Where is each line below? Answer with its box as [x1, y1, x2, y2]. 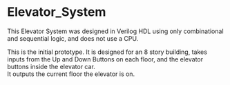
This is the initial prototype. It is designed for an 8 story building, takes [7, 48, 207, 56]
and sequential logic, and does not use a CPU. [7, 34, 139, 42]
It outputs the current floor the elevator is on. [7, 70, 135, 78]
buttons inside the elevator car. [7, 62, 95, 70]
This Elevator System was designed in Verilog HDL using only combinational [7, 27, 224, 35]
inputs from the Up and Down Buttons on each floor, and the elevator [7, 55, 204, 63]
